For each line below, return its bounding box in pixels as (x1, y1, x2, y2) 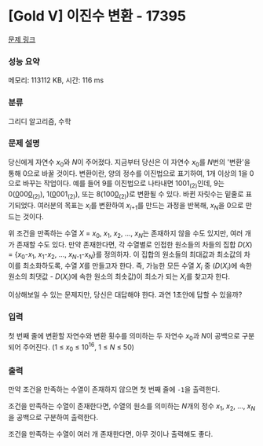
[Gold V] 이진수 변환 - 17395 (8, 7, 187, 25)
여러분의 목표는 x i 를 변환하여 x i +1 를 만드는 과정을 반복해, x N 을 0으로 (37, 201, 244, 212)
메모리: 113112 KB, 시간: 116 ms (8, 75, 104, 85)
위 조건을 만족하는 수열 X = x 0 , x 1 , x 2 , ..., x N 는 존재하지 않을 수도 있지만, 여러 (8, 228, 243, 239)
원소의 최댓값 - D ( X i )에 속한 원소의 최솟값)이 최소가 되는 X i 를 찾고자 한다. (8, 272, 230, 283)
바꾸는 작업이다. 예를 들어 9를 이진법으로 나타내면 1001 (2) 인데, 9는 (22, 178, 225, 189)
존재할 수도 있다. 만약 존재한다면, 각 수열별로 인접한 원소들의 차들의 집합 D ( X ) (16, 239, 253, 249)
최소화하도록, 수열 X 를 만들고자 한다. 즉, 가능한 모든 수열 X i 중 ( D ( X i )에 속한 (22, 261, 253, 272)
